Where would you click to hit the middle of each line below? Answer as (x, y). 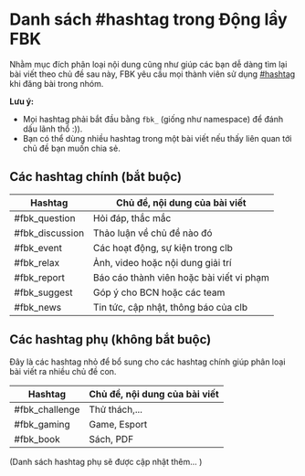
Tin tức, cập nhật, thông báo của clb (170, 307)
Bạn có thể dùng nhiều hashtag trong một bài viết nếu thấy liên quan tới (157, 138)
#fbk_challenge (47, 409)
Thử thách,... (116, 409)
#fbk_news (38, 307)
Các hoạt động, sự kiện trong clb (163, 248)
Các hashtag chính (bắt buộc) (96, 177)
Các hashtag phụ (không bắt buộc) (110, 339)
